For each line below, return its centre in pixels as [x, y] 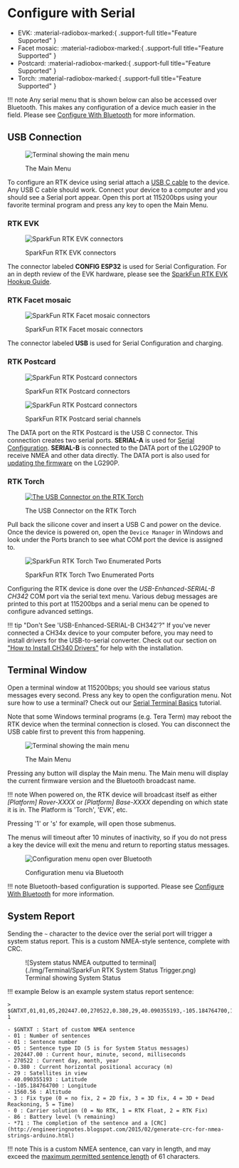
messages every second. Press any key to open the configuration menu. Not [119, 695]
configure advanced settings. [51, 611]
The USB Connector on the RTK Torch [81, 511]
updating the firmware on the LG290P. [63, 463]
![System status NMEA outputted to [77, 962]
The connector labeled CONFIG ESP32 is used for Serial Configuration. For [117, 267]
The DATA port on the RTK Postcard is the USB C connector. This [103, 432]
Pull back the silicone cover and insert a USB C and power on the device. [115, 524]
